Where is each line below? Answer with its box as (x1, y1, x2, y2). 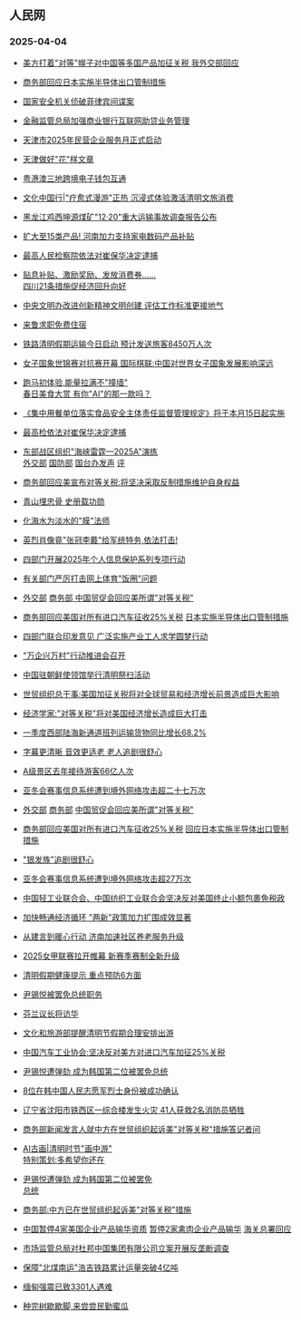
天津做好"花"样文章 (22, 153, 94, 164)
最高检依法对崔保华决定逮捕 (22, 426, 127, 437)
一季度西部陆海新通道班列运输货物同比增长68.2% (22, 727, 207, 738)
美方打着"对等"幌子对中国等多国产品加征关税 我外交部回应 (22, 57, 239, 68)
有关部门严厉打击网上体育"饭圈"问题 (22, 573, 158, 584)
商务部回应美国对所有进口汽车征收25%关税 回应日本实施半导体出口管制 (22, 823, 289, 834)
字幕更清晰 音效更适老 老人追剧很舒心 (22, 746, 163, 757)
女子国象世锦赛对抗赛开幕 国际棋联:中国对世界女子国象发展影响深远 (22, 357, 274, 368)
